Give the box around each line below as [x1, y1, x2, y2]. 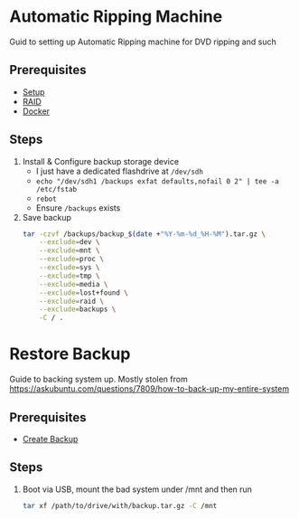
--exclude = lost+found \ [39, 288, 128, 297]
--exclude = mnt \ [39, 246, 100, 255]
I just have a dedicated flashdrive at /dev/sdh [35, 165, 203, 176]
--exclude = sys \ [39, 263, 100, 272]
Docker [22, 106, 51, 117]
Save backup [22, 212, 72, 222]
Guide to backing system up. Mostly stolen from [9, 373, 188, 385]
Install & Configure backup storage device [22, 156, 179, 166]
